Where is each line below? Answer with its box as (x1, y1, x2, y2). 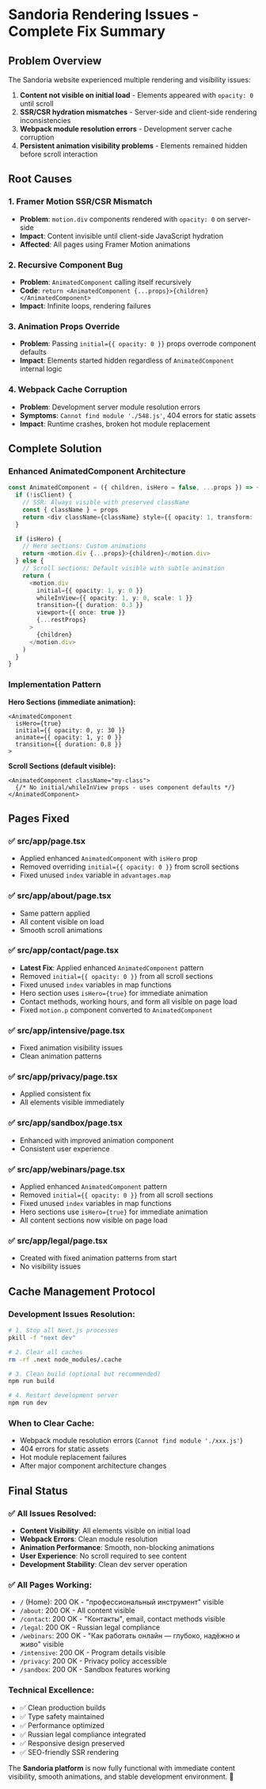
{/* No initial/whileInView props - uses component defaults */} (15, 783, 236, 791)
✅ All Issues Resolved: (8, 1507, 97, 1518)
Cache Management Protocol (8, 1284, 156, 1298)
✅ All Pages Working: (8, 1579, 93, 1590)
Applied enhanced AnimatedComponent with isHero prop (19, 854, 198, 863)
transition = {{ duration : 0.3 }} (36, 601, 144, 609)
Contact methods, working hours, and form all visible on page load (19, 996, 237, 1006)
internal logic (19, 364, 63, 374)
